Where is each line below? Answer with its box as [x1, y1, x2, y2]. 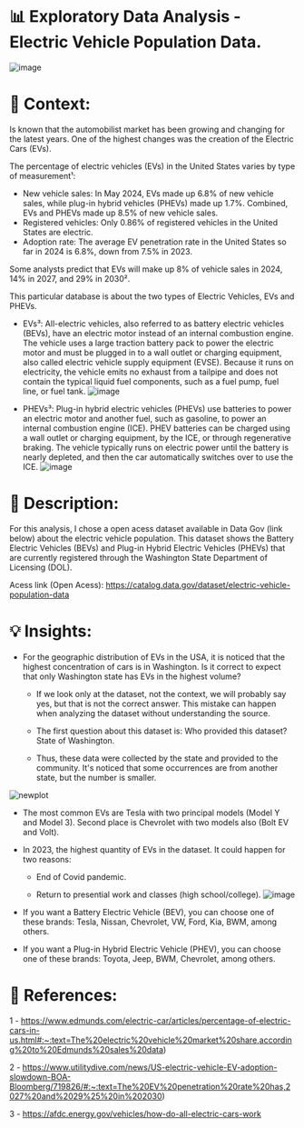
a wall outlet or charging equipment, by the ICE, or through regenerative [22, 432, 292, 443]
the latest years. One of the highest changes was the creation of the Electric [9, 133, 294, 145]
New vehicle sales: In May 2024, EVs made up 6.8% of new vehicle [22, 187, 274, 199]
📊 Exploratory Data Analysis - [9, 6, 241, 27]
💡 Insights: [9, 621, 93, 641]
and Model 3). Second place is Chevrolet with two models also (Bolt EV [22, 816, 289, 827]
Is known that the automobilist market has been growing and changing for [9, 124, 286, 135]
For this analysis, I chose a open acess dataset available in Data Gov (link [9, 523, 283, 534]
